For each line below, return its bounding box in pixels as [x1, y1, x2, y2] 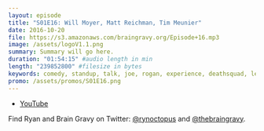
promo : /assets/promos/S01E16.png [8, 77, 122, 85]
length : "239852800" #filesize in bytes [8, 63, 143, 71]
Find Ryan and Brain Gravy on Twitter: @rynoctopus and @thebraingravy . [8, 114, 246, 123]
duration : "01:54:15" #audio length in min [8, 56, 153, 64]
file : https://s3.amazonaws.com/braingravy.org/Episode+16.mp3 [8, 33, 220, 42]
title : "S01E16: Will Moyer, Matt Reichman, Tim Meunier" [8, 19, 202, 27]
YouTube [19, 99, 49, 108]
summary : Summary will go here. [8, 48, 114, 56]
